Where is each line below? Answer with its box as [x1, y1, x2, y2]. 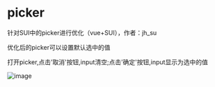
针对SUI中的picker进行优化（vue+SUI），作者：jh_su [7, 28, 157, 37]
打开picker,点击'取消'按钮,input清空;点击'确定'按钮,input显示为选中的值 [7, 57, 209, 66]
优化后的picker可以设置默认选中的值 [7, 43, 111, 51]
